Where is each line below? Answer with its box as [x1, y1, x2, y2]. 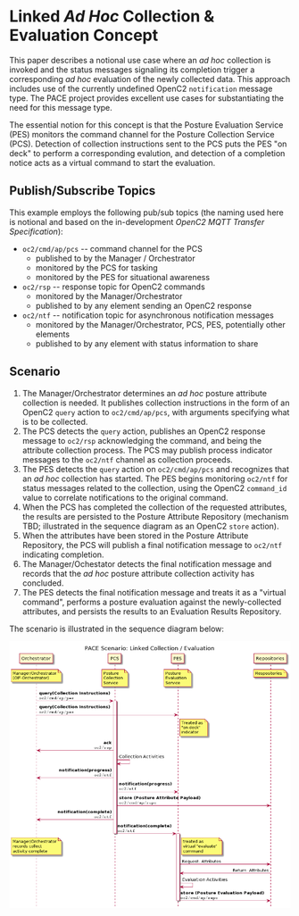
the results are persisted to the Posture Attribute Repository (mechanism [21, 511, 289, 521]
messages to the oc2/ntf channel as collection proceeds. [21, 454, 234, 465]
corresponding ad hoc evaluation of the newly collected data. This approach [9, 73, 291, 84]
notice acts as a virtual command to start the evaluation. [9, 157, 216, 168]
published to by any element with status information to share [35, 337, 259, 349]
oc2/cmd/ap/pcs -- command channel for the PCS [21, 243, 203, 254]
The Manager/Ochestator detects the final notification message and [21, 558, 272, 569]
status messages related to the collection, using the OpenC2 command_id [21, 482, 287, 493]
